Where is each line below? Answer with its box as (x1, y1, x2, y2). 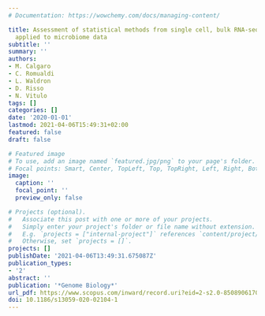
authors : (8, 55, 37, 63)
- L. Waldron (8, 76, 51, 85)
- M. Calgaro (8, 62, 51, 71)
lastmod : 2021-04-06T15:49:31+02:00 (8, 121, 129, 129)
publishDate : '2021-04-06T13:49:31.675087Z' (8, 252, 157, 260)
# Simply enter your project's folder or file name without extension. (8, 222, 256, 231)
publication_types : (8, 259, 73, 267)
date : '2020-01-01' (8, 113, 73, 122)
